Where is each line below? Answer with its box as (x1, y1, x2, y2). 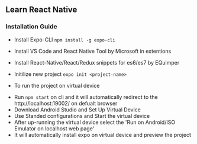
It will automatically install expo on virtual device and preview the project (14, 131, 192, 138)
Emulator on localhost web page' (14, 124, 95, 132)
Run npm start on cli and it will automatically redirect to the (14, 93, 158, 100)
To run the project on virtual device (14, 82, 100, 89)
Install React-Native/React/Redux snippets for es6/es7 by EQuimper (14, 59, 180, 66)
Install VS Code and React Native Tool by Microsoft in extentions (14, 47, 172, 55)
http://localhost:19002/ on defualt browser (14, 100, 118, 107)
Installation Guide (5, 23, 57, 31)
